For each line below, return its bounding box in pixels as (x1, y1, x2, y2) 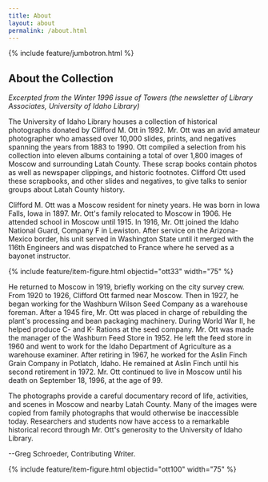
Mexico (8, 234, 33, 244)
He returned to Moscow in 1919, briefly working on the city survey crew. (8, 282, 246, 292)
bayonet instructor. (8, 251, 70, 261)
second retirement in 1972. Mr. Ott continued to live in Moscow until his (8, 367, 242, 376)
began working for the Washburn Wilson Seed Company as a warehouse (8, 299, 248, 309)
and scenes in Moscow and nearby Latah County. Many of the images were (8, 400, 258, 409)
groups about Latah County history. (8, 185, 126, 194)
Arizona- (209, 225, 238, 236)
